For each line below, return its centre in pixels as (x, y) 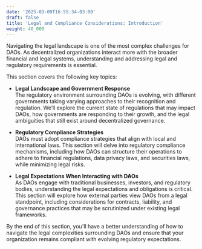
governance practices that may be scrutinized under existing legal (97, 209)
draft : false (23, 18)
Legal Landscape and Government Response (73, 89)
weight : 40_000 (25, 29)
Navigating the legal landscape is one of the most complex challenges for (98, 46)
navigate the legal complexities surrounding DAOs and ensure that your (95, 233)
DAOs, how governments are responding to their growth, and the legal (102, 114)
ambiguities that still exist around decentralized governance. (90, 121)
